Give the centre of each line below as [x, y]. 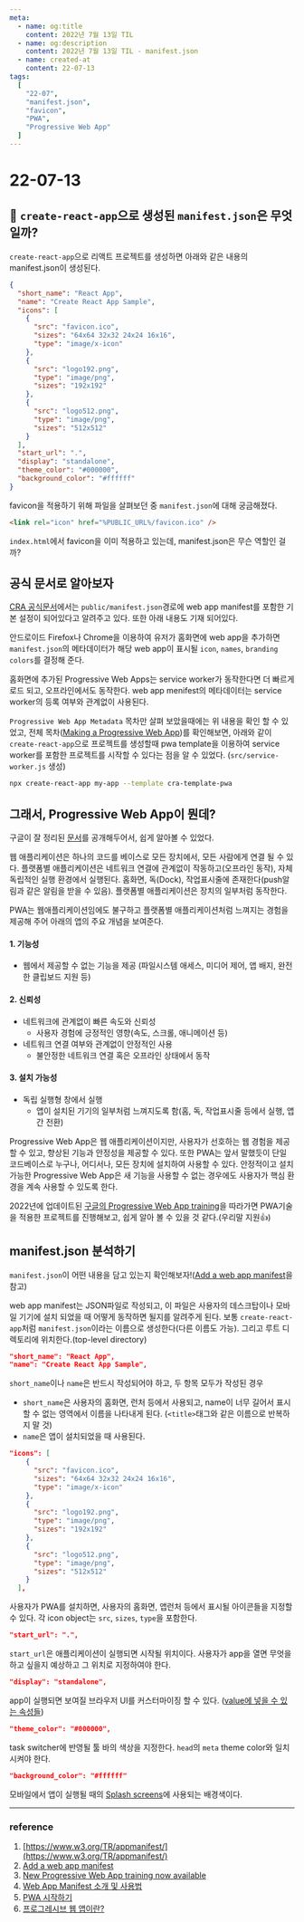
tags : [19, 77]
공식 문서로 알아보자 [62, 583]
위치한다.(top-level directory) [94, 1339]
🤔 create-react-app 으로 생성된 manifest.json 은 [139, 216]
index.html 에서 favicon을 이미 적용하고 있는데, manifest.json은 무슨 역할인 [143, 540]
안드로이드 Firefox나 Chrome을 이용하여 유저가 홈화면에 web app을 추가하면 [145, 637]
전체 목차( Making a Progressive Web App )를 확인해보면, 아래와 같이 [150, 732]
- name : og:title [50, 26]
